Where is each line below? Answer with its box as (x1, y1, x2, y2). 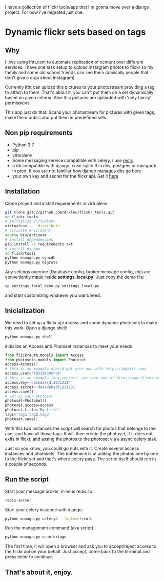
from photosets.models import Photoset (5, 357, 86, 362)
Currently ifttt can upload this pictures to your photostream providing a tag (5, 84, 155, 90)
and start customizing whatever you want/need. (5, 292, 102, 298)
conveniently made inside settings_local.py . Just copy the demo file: (5, 274, 145, 280)
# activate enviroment (5, 228, 51, 233)
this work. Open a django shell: (5, 325, 67, 331)
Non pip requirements (5, 129, 73, 137)
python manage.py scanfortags (5, 534, 67, 539)
